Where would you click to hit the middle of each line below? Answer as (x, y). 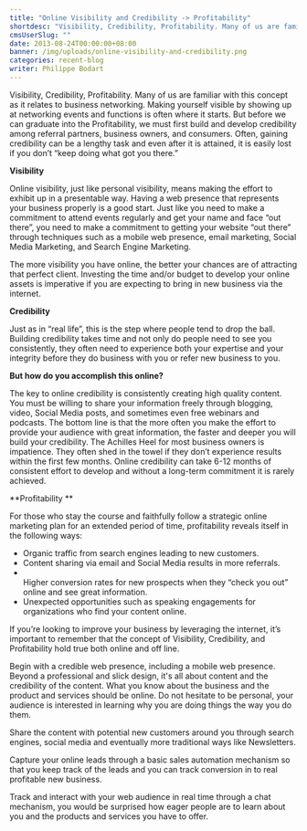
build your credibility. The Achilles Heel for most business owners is (137, 442)
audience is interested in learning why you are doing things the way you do (151, 705)
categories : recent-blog (57, 60)
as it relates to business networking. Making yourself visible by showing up (151, 104)
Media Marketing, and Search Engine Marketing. (101, 247)
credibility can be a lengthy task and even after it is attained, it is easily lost (151, 143)
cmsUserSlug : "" (40, 35)
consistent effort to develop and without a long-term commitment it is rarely (152, 470)
